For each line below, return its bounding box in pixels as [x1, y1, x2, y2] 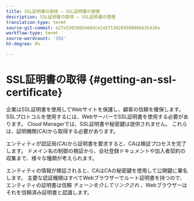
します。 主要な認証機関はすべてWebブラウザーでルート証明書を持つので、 [6, 174, 185, 181]
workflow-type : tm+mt [6, 30, 59, 36]
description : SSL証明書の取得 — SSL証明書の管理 [6, 14, 116, 20]
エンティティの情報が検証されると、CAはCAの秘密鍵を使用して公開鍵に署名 [6, 167, 188, 174]
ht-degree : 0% [6, 41, 41, 47]
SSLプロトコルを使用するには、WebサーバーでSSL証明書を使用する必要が [6, 113, 184, 120]
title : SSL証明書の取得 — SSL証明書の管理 [6, 8, 100, 15]
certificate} [6, 86, 63, 99]
